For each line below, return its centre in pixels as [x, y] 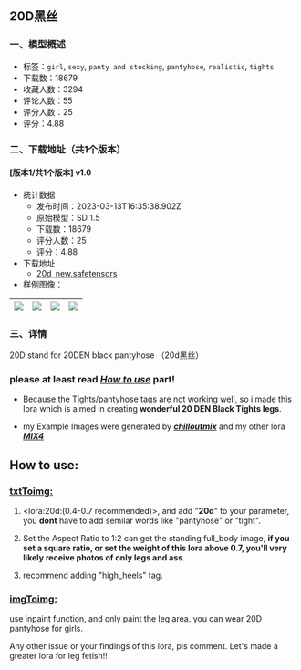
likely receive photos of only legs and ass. [104, 558]
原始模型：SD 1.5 [68, 217]
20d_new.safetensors [77, 273]
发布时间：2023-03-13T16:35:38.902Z [109, 206]
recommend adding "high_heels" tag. [93, 576]
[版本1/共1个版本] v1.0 [51, 173]
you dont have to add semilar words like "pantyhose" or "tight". [142, 521]
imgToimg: [33, 599]
